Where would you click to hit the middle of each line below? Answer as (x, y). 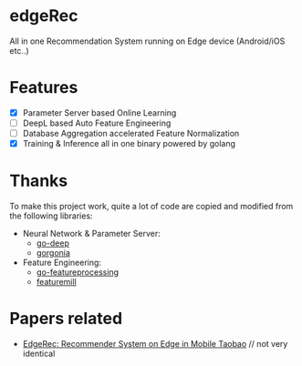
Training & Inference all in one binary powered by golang (129, 144)
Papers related (66, 319)
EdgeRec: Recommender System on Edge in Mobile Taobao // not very (155, 344)
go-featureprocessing (78, 272)
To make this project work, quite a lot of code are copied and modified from (151, 207)
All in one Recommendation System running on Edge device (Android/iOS (147, 41)
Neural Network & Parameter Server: (92, 234)
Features (44, 88)
